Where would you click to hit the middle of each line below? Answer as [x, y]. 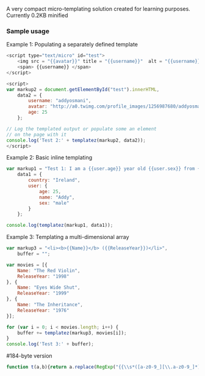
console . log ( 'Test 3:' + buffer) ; [50, 344]
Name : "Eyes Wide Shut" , [49, 288]
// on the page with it [37, 135]
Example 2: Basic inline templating [49, 158]
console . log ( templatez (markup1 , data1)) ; [60, 226]
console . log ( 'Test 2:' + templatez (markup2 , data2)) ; [76, 140]
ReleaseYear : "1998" [43, 276]
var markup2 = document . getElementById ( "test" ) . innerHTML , [83, 89]
